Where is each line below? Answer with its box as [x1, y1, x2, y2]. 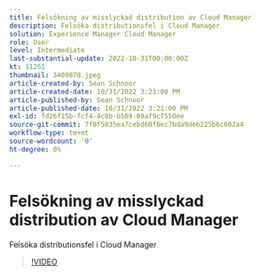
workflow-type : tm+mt [9, 129, 90, 137]
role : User [9, 37, 50, 47]
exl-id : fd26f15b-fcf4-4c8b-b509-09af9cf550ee [9, 112, 185, 121]
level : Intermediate [9, 46, 86, 55]
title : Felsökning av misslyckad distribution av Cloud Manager [9, 12, 252, 22]
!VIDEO [30, 256, 58, 267]
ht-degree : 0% [9, 145, 62, 153]
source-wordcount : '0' [9, 137, 93, 145]
